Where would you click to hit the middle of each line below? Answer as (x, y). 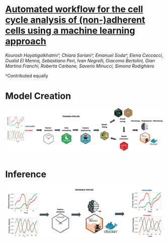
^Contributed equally (27, 75)
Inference (26, 174)
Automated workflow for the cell (74, 9)
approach (26, 42)
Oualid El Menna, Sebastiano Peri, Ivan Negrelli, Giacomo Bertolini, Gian (80, 60)
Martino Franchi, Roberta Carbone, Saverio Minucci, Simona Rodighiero (80, 66)
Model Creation (38, 96)
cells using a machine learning (70, 31)
